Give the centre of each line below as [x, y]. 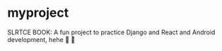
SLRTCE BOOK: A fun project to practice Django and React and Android [111, 32]
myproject [38, 13]
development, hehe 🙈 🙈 [41, 39]
